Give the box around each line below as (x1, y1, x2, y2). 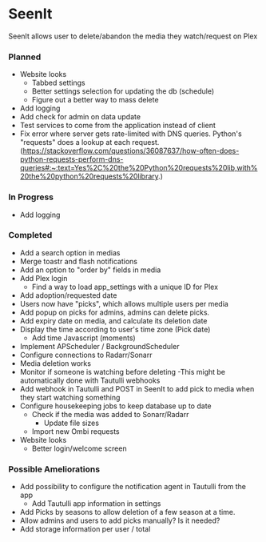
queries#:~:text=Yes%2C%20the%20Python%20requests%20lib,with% (19, 163, 258, 173)
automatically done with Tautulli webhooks (19, 375, 161, 385)
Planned (8, 51, 42, 62)
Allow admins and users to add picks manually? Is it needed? (19, 516, 220, 525)
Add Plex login (19, 273, 68, 283)
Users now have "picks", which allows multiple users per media (19, 299, 229, 308)
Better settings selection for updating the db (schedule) (31, 86, 215, 96)
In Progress (8, 191, 54, 203)
